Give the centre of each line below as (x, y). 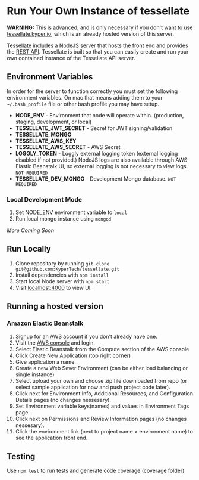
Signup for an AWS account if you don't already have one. (86, 336)
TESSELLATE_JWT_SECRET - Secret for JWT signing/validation (94, 128)
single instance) (35, 374)
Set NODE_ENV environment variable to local (71, 212)
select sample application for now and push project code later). (93, 387)
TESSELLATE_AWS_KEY (46, 141)
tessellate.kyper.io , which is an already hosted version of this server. (91, 33)
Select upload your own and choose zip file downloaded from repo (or (101, 380)
